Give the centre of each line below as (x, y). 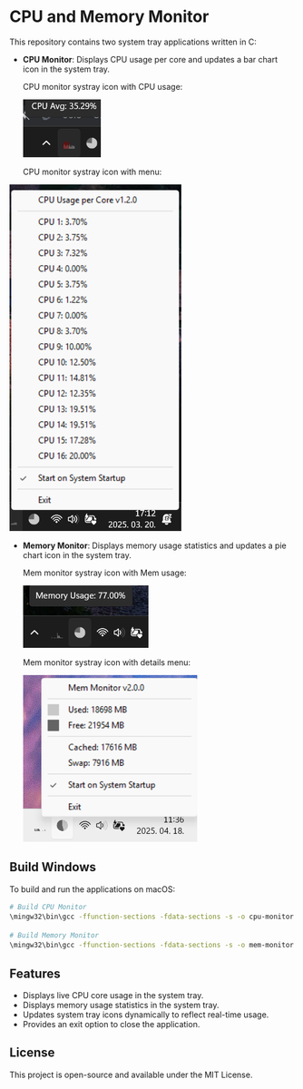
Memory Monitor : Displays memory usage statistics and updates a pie (155, 545)
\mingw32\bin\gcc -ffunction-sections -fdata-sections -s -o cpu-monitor (152, 917)
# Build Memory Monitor (54, 936)
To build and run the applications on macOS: (92, 889)
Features (35, 973)
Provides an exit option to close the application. (111, 1024)
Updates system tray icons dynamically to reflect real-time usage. (146, 1015)
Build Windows (53, 867)
